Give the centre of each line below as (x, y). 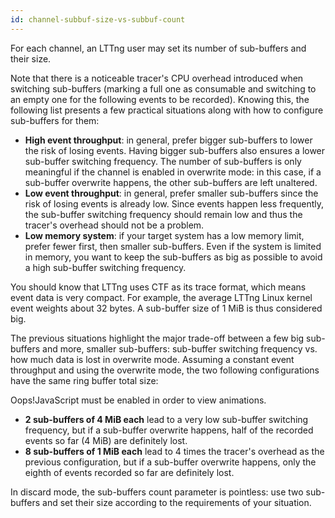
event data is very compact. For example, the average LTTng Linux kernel (161, 297)
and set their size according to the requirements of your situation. (177, 502)
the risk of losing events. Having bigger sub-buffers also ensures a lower (175, 150)
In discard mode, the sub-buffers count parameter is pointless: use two (157, 492)
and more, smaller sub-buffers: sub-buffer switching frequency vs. (180, 348)
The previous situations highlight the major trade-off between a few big (157, 338)
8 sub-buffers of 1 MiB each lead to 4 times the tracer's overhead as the (174, 451)
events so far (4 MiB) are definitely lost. (106, 440)
